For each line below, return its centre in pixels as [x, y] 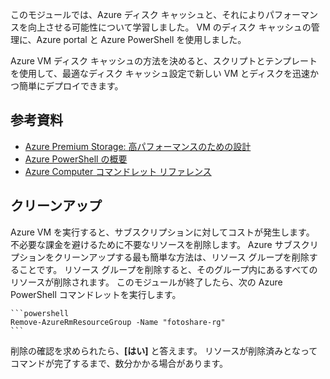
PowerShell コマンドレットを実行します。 [96, 294]
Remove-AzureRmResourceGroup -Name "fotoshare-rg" [118, 322]
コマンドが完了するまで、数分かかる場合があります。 [119, 363]
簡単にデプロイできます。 [71, 86]
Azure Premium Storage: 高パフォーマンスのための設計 [138, 146]
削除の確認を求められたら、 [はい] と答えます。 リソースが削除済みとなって [164, 350]
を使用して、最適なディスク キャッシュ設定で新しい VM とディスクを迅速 [160, 73]
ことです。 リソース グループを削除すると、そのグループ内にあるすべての [168, 269]
